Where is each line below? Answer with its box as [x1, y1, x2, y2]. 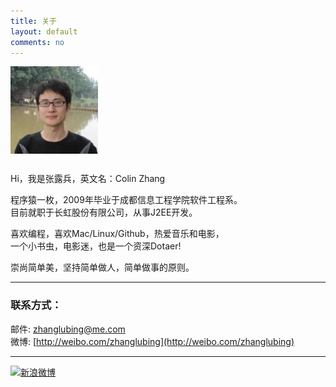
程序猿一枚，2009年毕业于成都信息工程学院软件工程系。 [10, 194, 243, 206]
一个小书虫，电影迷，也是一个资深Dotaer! [10, 240, 182, 252]
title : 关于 [10, 16, 57, 26]
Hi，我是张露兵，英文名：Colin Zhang [10, 173, 166, 185]
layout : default [10, 26, 78, 37]
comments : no [10, 37, 65, 47]
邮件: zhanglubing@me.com [10, 323, 126, 335]
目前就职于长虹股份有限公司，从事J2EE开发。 [10, 206, 198, 219]
